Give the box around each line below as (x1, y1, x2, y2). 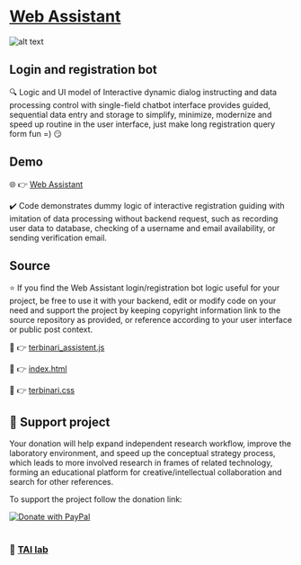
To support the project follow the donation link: (9, 494, 182, 505)
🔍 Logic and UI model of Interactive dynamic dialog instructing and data (9, 86, 277, 97)
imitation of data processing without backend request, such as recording (9, 213, 279, 224)
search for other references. (9, 477, 114, 488)
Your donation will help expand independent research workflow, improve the (9, 438, 292, 449)
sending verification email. (9, 232, 108, 243)
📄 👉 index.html (9, 363, 67, 374)
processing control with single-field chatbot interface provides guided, (9, 99, 271, 110)
